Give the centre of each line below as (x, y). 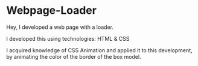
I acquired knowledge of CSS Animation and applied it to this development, (99, 50)
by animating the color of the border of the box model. (74, 56)
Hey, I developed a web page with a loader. (60, 27)
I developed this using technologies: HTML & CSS (68, 38)
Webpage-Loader (51, 10)
